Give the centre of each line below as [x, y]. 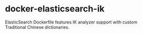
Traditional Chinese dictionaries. [37, 27]
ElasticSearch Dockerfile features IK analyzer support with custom [71, 22]
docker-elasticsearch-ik [55, 9]
